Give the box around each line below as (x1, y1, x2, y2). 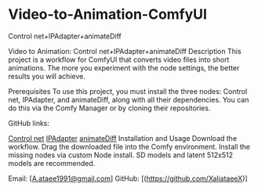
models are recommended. (8, 158, 96, 168)
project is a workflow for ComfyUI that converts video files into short (8, 55, 230, 64)
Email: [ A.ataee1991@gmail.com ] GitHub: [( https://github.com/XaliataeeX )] (8, 174, 249, 183)
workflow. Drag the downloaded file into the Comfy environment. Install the (8, 142, 251, 151)
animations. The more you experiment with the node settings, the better (8, 63, 240, 72)
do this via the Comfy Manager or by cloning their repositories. (8, 103, 211, 113)
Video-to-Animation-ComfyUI (8, 5, 208, 23)
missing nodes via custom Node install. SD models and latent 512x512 (8, 150, 234, 160)
